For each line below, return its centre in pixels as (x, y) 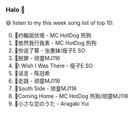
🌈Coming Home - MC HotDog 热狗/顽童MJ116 (71, 96)
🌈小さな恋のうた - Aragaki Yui (52, 104)
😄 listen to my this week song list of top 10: (60, 23)
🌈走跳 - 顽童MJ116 (37, 81)
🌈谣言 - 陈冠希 (32, 74)
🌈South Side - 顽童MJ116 (45, 89)
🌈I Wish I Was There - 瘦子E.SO (53, 66)
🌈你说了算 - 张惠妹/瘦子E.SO (50, 50)
